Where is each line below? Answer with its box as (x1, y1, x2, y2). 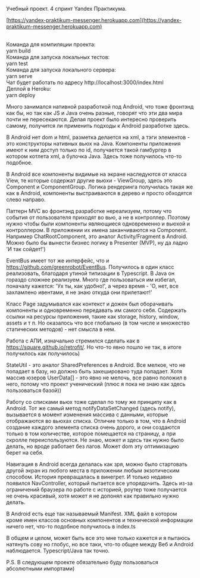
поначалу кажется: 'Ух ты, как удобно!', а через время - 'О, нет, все (6, 283, 179, 289)
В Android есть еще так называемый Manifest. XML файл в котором (6, 510, 177, 517)
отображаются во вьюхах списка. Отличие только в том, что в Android (6, 418, 186, 424)
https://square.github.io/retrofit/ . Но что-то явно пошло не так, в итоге (6, 344, 182, 351)
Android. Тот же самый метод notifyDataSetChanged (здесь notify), (6, 405, 176, 412)
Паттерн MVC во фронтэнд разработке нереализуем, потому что (6, 208, 172, 214)
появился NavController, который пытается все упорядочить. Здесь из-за (6, 480, 193, 487)
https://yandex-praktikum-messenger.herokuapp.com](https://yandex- (8, 17, 182, 23)
